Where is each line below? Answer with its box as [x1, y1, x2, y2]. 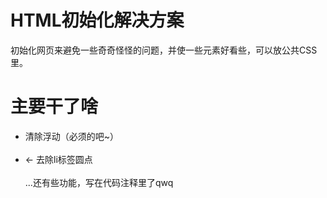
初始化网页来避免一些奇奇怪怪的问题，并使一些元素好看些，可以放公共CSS [10, 44, 318, 56]
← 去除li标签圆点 [24, 153, 93, 165]
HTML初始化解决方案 [10, 9, 185, 32]
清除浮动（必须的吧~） [24, 130, 120, 142]
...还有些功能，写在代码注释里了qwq [24, 176, 174, 188]
